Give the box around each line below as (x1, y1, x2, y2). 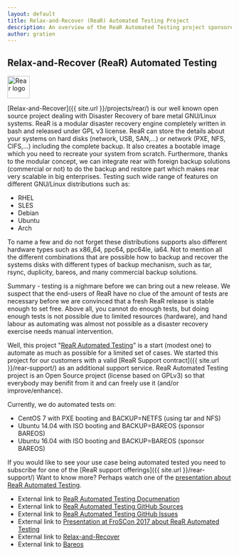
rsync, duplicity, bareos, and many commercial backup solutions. (7, 268, 198, 276)
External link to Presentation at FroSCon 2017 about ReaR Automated (17, 517, 220, 526)
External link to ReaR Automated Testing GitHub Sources (17, 502, 184, 511)
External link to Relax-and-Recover (17, 532, 120, 541)
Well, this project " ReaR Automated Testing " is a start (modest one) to (7, 341, 212, 350)
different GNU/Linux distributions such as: (7, 180, 130, 189)
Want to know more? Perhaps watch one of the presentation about (36, 473, 231, 482)
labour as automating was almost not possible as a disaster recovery (7, 320, 208, 328)
